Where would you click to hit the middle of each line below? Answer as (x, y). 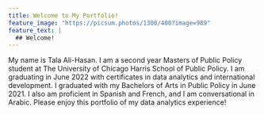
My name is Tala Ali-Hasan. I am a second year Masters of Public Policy (125, 60)
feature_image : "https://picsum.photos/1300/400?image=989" (110, 23)
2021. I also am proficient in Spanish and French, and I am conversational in (132, 94)
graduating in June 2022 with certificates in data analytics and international (132, 77)
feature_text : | (35, 30)
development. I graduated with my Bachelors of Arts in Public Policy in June (132, 86)
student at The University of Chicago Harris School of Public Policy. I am (126, 69)
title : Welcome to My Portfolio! (63, 15)
